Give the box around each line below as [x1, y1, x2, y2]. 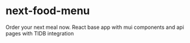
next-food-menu [5, 4, 90, 18]
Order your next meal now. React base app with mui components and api [5, 24, 184, 31]
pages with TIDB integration [5, 29, 74, 37]
